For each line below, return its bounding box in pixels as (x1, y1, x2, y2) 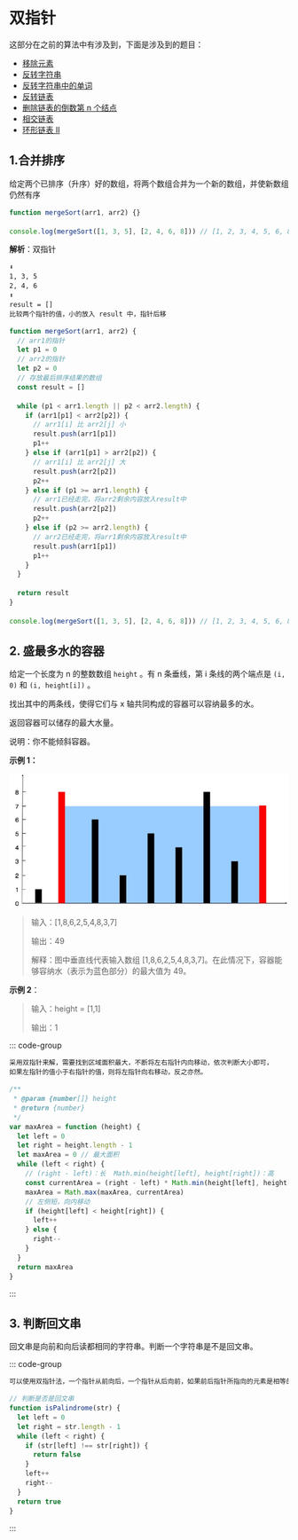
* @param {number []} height (12, 1095, 117, 1104)
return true (17, 1497, 62, 1506)
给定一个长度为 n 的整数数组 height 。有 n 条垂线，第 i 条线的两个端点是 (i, (9, 669, 286, 680)
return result (17, 589, 69, 598)
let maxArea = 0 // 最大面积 (17, 1151, 120, 1159)
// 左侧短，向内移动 (25, 1197, 90, 1206)
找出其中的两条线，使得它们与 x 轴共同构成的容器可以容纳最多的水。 (9, 698, 259, 710)
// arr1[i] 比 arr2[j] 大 (32, 458, 126, 467)
